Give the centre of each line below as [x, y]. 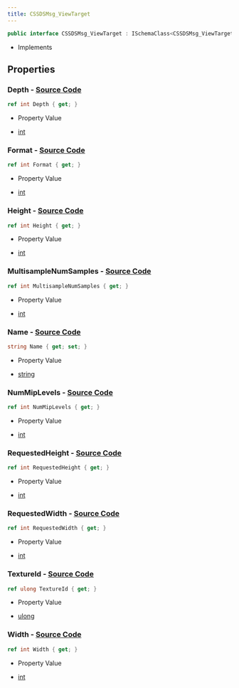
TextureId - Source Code [51, 574]
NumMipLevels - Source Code [60, 392]
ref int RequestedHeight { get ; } [59, 468]
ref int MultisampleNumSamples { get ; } [68, 286]
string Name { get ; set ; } [47, 346]
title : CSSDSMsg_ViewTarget [49, 14]
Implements [35, 47]
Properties [31, 69]
